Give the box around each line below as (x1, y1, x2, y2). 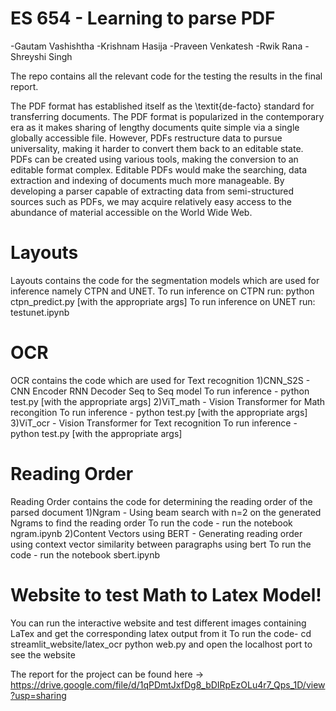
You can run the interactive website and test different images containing (10, 617, 307, 629)
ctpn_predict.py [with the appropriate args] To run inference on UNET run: (10, 295, 316, 307)
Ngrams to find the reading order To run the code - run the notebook (10, 517, 293, 529)
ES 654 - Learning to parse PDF (10, 7, 276, 30)
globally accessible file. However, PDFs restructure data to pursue (10, 132, 283, 144)
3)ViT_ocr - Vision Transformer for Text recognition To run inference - (10, 417, 298, 429)
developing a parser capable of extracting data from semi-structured (10, 185, 295, 197)
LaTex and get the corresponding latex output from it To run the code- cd (10, 627, 312, 639)
